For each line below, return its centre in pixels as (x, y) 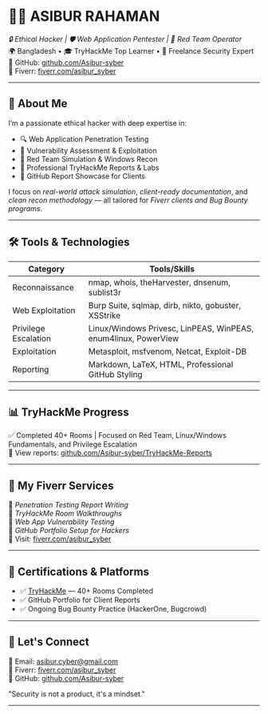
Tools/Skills (172, 269)
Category (46, 269)
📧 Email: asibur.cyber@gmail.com (63, 661)
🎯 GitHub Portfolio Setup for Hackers (69, 531)
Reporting (31, 369)
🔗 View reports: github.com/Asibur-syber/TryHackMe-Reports (110, 453)
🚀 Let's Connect (49, 642)
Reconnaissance (43, 287)
